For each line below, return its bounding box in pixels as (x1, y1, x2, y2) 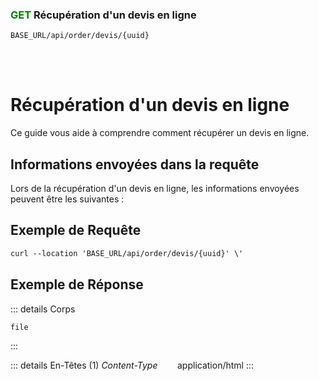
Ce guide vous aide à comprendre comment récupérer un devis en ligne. (10, 127, 310, 139)
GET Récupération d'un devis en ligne (10, 8, 197, 22)
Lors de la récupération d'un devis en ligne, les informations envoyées (10, 183, 300, 195)
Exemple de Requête (10, 222, 142, 239)
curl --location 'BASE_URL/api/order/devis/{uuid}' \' (10, 248, 244, 258)
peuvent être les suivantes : (10, 193, 125, 205)
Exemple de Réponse (10, 276, 144, 293)
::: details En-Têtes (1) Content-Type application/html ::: (10, 359, 255, 372)
